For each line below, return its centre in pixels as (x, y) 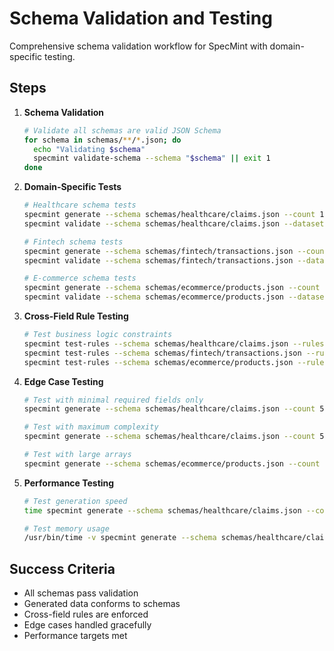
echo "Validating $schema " (89, 149)
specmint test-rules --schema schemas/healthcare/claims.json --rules (174, 343)
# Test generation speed (75, 501)
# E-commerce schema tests (80, 278)
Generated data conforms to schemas (102, 604)
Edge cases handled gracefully (87, 625)
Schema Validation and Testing (141, 18)
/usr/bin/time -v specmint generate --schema (120, 538)
